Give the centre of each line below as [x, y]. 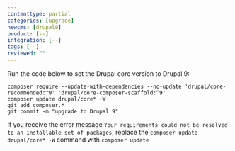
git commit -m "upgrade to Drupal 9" [63, 111]
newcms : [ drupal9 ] [34, 27]
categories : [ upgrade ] [41, 21]
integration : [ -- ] [34, 40]
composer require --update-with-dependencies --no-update [94, 86]
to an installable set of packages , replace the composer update [103, 132]
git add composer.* [36, 105]
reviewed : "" [27, 54]
